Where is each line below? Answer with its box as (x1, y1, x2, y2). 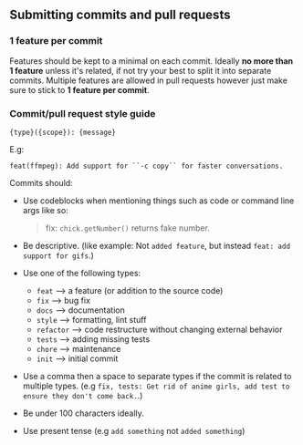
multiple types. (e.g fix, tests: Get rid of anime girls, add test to (22, 380, 290, 391)
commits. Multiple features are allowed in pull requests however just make (9, 75, 287, 86)
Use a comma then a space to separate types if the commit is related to (22, 370, 292, 381)
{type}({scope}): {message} (9, 128, 117, 137)
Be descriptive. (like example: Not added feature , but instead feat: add (22, 240, 290, 251)
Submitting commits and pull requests (9, 7, 231, 23)
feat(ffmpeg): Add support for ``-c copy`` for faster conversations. (9, 161, 284, 171)
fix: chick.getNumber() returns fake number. (45, 222, 210, 233)
